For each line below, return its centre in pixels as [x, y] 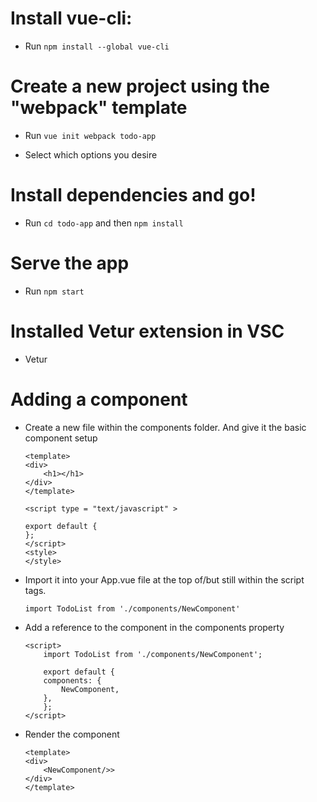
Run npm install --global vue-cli [97, 46]
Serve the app [70, 263]
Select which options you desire [91, 154]
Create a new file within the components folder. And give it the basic [165, 427]
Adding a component [99, 399]
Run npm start [54, 291]
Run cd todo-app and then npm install [104, 223]
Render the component [72, 734]
